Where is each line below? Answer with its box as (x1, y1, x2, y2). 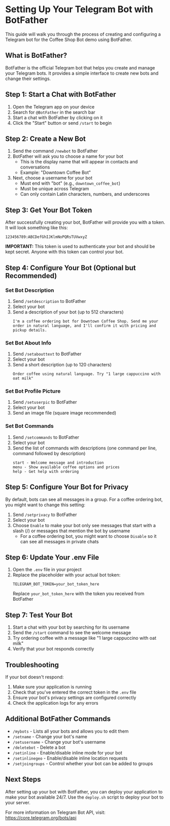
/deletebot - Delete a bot (12, 744, 66, 750)
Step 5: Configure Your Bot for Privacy (5, 483, 128, 492)
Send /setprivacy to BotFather (12, 511, 77, 518)
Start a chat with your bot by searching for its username (12, 624, 129, 630)
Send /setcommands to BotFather (12, 434, 80, 440)
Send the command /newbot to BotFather (12, 148, 98, 154)
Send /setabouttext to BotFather (12, 351, 82, 357)
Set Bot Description (5, 287, 54, 294)
